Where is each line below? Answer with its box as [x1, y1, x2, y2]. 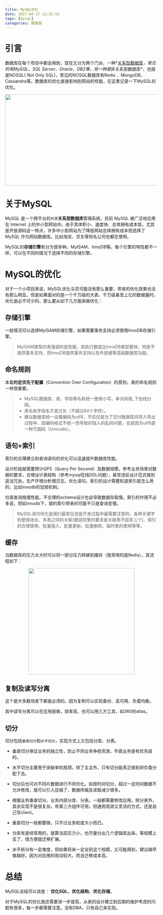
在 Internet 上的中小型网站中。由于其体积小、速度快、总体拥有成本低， [5, 221, 147, 227]
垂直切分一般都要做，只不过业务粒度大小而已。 [12, 819, 106, 826]
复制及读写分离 [5, 684, 50, 693]
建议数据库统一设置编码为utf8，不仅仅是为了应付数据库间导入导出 [24, 414, 156, 420]
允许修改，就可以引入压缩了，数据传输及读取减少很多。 [12, 787, 123, 793]
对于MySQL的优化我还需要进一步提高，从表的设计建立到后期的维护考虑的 [5, 898, 152, 904]
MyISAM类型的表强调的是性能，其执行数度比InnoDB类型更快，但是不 [16, 343, 155, 350]
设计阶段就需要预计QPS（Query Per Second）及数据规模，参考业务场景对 [5, 466, 153, 472]
